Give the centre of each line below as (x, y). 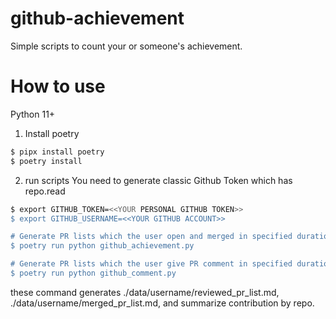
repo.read (45, 191)
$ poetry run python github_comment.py (93, 273)
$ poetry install (46, 161)
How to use (58, 86)
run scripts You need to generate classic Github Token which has (158, 180)
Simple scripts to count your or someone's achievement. (126, 46)
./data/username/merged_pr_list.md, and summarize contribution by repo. (162, 303)
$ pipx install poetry (57, 152)
